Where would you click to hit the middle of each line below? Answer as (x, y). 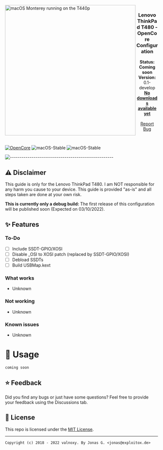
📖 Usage (22, 355)
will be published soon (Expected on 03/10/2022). (55, 209)
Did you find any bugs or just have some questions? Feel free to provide (77, 397)
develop (147, 88)
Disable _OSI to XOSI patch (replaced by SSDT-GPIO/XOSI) (71, 254)
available (147, 108)
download (147, 98)
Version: (147, 78)
